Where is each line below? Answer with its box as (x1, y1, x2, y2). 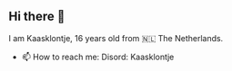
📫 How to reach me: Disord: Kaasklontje (21, 51, 175, 62)
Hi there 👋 (8, 9, 66, 24)
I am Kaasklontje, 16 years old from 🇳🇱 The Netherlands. (8, 32, 224, 43)
